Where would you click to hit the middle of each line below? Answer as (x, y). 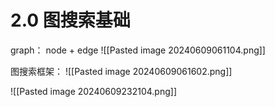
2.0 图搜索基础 (70, 20)
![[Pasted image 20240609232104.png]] (94, 91)
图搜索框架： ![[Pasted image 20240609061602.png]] (121, 71)
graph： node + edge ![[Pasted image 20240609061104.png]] (138, 50)
